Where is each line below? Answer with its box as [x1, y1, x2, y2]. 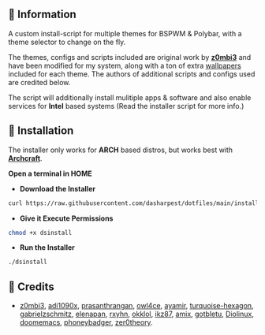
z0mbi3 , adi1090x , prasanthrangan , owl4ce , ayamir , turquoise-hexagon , [19, 301, 254, 311]
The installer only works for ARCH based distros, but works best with [8, 145, 233, 154]
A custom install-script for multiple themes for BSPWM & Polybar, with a [8, 28, 242, 38]
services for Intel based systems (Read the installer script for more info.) [8, 101, 244, 110]
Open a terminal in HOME [8, 169, 92, 178]
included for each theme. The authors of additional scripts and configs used [8, 69, 256, 79]
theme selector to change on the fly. [8, 37, 126, 47]
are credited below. [8, 77, 71, 87]
